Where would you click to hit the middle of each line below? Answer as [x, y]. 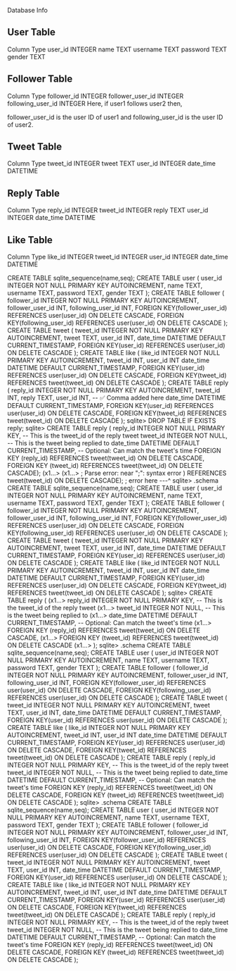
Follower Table [40, 79]
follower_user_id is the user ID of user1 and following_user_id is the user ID [115, 117]
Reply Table [33, 193]
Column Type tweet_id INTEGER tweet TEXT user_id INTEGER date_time [112, 163]
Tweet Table [35, 147]
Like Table [30, 240]
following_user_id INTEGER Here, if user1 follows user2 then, [95, 103]
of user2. [20, 124]
